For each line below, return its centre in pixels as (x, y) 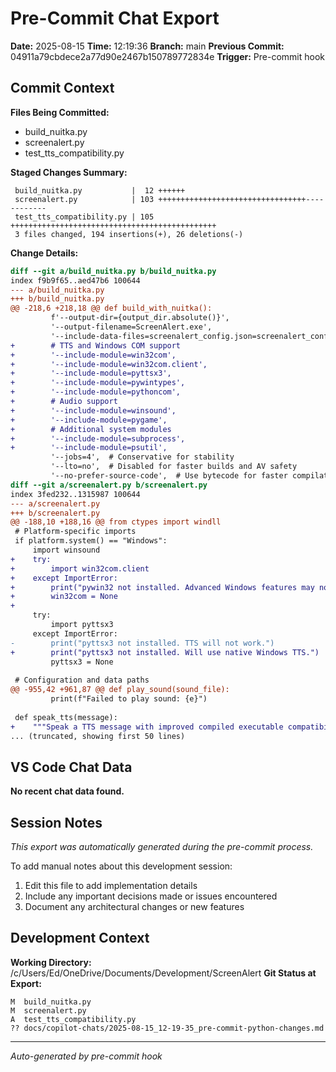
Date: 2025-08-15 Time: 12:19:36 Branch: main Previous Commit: (147, 46)
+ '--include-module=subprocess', (98, 438)
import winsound (66, 550)
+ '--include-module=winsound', (93, 410)
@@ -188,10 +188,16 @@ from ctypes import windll (116, 522)
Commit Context (62, 88)
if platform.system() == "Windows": (91, 541)
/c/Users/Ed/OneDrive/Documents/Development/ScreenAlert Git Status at (163, 973)
